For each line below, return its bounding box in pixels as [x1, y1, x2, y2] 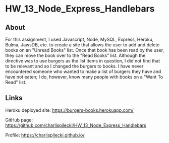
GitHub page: [5, 117, 33, 123]
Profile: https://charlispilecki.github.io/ [5, 132, 85, 138]
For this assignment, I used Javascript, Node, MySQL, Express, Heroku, [5, 36, 154, 42]
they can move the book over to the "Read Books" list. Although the [5, 52, 146, 58]
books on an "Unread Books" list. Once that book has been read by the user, [5, 47, 164, 53]
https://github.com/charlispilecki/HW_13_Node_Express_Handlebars [5, 122, 146, 128]
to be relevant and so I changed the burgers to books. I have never [5, 63, 144, 69]
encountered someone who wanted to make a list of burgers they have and [5, 68, 161, 75]
